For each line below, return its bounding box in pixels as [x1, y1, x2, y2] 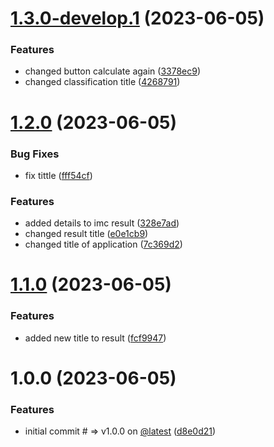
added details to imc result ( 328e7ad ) [24, 217, 180, 229]
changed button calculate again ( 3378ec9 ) [24, 65, 202, 77]
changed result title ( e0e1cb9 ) [24, 228, 149, 240]
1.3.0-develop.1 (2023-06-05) [10, 7, 265, 30]
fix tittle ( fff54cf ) [24, 169, 93, 181]
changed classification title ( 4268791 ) [24, 76, 181, 88]
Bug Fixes [10, 147, 60, 161]
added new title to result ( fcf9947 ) [24, 332, 167, 344]
